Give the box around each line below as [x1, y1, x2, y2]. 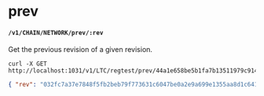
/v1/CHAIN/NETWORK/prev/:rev [8, 28, 104, 37]
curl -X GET [8, 60, 47, 68]
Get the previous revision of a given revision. [8, 45, 153, 54]
